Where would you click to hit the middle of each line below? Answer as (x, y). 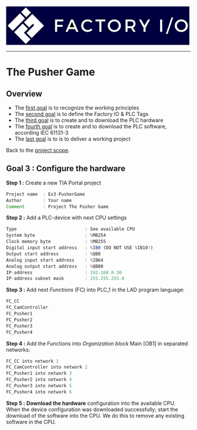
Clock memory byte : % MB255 (56, 242)
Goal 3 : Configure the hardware (66, 168)
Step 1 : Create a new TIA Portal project (54, 183)
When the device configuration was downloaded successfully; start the (92, 409)
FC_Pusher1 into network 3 (39, 373)
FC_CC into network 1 (33, 361)
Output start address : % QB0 (53, 254)
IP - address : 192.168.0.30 (64, 272)
